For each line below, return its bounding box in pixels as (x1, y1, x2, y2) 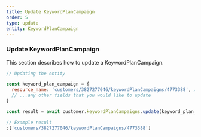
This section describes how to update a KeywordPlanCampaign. (6, 59, 164, 66)
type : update (6, 20, 39, 26)
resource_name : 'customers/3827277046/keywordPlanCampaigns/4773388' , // (11, 87, 199, 93)
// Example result (6, 119, 52, 126)
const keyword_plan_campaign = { (6, 81, 90, 87)
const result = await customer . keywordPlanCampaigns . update (6, 108, 160, 114)
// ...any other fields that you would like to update (11, 92, 151, 99)
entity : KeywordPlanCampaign (6, 25, 79, 32)
